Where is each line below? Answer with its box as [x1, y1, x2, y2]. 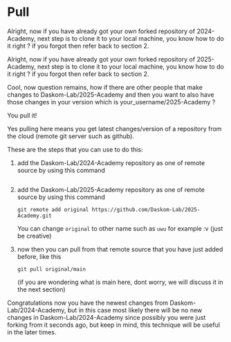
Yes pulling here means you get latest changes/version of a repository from [7, 124, 222, 133]
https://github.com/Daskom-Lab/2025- [91, 206, 201, 213]
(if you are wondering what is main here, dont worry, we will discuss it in [17, 278, 223, 286]
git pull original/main [17, 265, 86, 273]
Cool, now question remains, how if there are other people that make [7, 83, 203, 91]
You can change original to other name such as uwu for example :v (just [17, 224, 223, 232]
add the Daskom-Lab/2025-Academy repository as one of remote [17, 185, 205, 193]
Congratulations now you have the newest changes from [7, 298, 169, 307]
